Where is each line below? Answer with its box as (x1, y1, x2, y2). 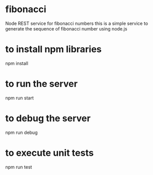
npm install (5, 60, 29, 66)
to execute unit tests (5, 147, 94, 158)
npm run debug (5, 129, 38, 135)
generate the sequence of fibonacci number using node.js (5, 25, 127, 31)
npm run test (5, 164, 32, 170)
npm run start (5, 95, 34, 101)
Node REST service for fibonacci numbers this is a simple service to (5, 20, 148, 26)
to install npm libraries (5, 44, 102, 55)
